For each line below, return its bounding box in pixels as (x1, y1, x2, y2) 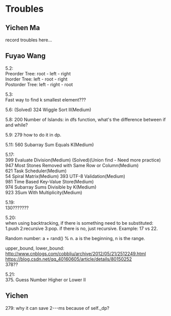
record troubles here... (5, 37, 52, 43)
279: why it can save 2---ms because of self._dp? (5, 305, 109, 311)
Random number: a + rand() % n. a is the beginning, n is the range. (5, 235, 146, 241)
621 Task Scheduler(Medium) (5, 168, 67, 174)
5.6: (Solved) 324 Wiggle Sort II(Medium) (5, 107, 92, 113)
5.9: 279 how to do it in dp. (5, 131, 62, 138)
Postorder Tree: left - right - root (5, 81, 73, 87)
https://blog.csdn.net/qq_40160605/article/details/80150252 (5, 256, 132, 262)
